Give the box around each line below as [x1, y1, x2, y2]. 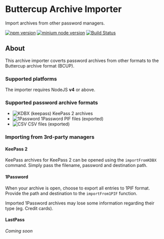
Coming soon [5, 227, 33, 233]
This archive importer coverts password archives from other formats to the [5, 57, 159, 63]
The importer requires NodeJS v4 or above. [5, 86, 95, 93]
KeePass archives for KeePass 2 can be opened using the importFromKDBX [5, 157, 156, 163]
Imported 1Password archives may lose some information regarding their [5, 200, 154, 206]
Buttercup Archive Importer [5, 3, 122, 15]
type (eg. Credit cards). [5, 205, 53, 211]
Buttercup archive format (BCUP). [5, 62, 74, 68]
